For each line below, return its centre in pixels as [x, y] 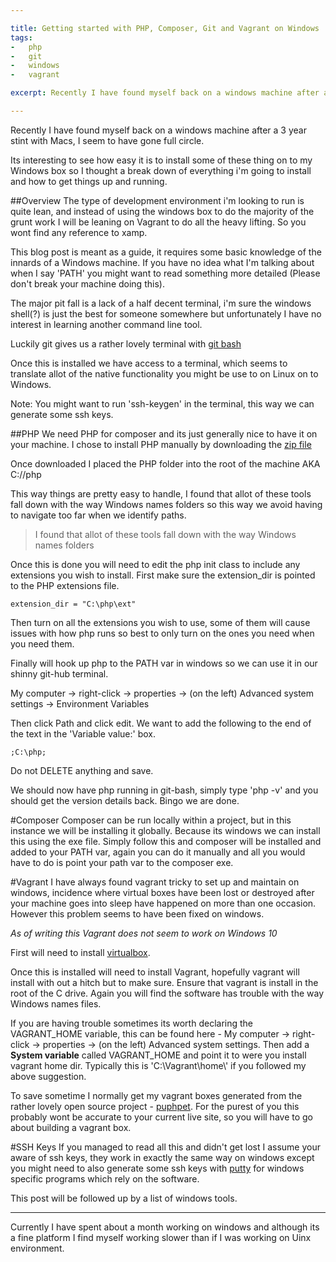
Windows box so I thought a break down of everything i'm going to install [161, 170]
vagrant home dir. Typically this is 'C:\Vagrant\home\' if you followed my [158, 1065]
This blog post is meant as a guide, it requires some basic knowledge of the [166, 252]
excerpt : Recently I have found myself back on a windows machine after [165, 93]
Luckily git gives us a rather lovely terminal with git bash [126, 343]
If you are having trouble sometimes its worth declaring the [132, 1023]
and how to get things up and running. [89, 181]
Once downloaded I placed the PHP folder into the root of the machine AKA [165, 463]
